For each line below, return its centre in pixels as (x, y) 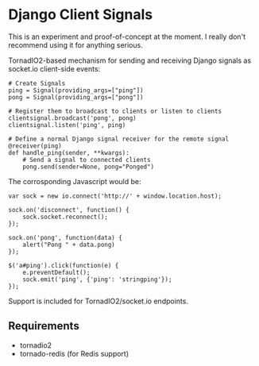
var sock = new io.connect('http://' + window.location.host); (115, 196)
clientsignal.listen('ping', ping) (67, 125)
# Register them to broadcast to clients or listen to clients (115, 111)
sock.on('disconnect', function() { (69, 210)
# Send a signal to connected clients (87, 160)
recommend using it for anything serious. (75, 44)
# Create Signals (37, 83)
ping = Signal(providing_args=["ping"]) (76, 90)
